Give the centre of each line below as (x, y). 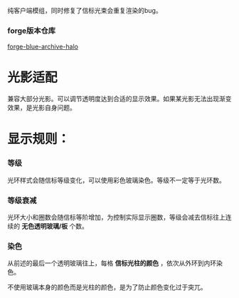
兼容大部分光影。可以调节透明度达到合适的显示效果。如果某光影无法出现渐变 (119, 99)
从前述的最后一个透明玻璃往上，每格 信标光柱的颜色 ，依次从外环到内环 (112, 263)
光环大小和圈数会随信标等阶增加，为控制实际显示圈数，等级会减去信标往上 (116, 217)
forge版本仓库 (31, 31)
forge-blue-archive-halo (43, 47)
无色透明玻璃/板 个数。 (55, 226)
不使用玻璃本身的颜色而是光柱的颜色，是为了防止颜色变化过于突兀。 (107, 287)
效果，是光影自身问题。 (42, 108)
